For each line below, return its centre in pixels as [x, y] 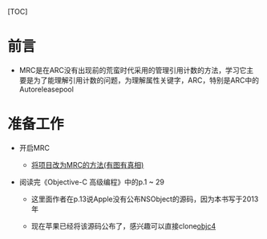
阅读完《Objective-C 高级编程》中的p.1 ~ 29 [92, 182]
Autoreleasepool [46, 89]
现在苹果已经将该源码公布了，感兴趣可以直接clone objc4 [123, 226]
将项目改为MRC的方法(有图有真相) [87, 164]
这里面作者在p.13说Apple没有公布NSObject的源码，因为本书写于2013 [145, 199]
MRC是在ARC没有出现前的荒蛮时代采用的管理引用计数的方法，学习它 [133, 70]
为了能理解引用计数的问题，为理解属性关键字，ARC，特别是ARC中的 [146, 80]
